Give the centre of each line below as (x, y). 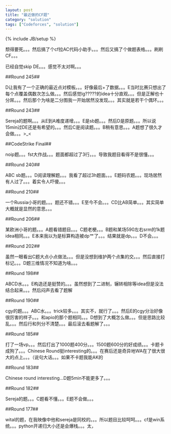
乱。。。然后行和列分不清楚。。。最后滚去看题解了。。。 (59, 324)
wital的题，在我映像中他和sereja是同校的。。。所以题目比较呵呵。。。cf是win (83, 420)
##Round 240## (22, 165)
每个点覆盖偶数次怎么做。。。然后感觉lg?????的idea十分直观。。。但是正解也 (82, 94)
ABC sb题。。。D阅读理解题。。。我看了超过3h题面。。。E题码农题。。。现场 (79, 175)
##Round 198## (22, 273)
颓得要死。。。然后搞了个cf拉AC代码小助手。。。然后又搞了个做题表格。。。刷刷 (84, 50)
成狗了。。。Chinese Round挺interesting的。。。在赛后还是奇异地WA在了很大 (83, 351)
